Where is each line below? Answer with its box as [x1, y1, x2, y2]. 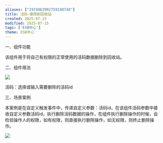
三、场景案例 [5, 95, 31, 100]
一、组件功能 [5, 44, 31, 49]
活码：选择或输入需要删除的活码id [5, 84, 73, 90]
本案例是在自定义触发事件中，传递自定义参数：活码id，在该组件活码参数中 [5, 105, 154, 110]
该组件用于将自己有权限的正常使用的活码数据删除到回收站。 [5, 54, 125, 60]
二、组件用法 [5, 64, 31, 70]
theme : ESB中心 [5, 30, 35, 35]
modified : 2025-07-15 [5, 20, 49, 26]
